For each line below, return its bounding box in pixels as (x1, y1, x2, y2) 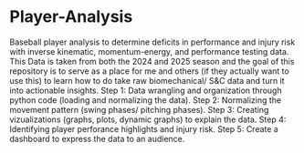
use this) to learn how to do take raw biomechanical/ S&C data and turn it (9, 75, 285, 86)
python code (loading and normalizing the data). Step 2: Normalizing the (9, 94, 282, 106)
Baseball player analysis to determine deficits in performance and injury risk (9, 36, 296, 47)
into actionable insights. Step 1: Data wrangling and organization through (9, 85, 282, 96)
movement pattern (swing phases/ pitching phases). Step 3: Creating (9, 104, 269, 115)
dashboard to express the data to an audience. (9, 133, 185, 144)
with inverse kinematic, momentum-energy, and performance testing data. (9, 46, 289, 56)
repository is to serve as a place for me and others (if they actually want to (9, 66, 289, 76)
